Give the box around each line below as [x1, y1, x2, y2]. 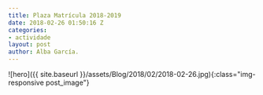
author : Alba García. [8, 48, 80, 56]
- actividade [8, 33, 51, 42]
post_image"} [46, 78, 90, 87]
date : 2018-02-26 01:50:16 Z [8, 19, 104, 27]
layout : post [8, 41, 51, 49]
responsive [8, 78, 45, 87]
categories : [8, 26, 47, 34]
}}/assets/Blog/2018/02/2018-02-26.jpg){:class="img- [80, 70, 256, 79]
